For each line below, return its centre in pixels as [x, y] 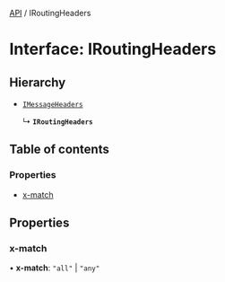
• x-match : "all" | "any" [55, 268]
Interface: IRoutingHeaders [113, 49]
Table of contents [59, 150]
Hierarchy [38, 82]
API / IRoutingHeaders [50, 13]
